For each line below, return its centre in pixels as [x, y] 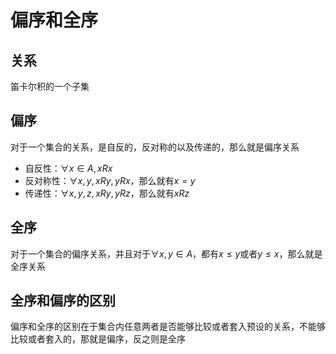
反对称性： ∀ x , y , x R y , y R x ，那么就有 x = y [110, 180]
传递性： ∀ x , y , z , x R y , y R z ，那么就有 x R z [107, 193]
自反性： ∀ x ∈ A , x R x [68, 168]
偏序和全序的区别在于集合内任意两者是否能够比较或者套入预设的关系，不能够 [168, 327]
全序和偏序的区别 [63, 301]
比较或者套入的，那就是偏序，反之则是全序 [98, 339]
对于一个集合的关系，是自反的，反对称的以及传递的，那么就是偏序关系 [155, 147]
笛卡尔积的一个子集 [50, 86]
